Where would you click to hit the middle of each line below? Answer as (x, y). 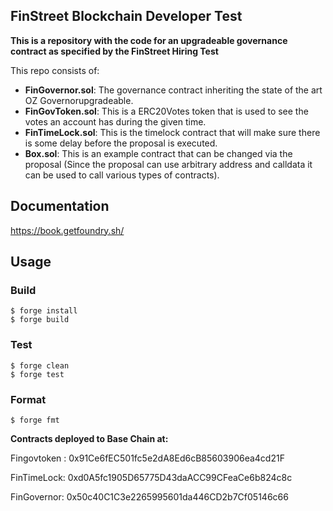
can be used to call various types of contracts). (122, 175)
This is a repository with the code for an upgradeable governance (149, 40)
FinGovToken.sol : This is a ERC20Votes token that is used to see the (166, 111)
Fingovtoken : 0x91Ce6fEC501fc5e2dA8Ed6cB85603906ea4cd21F (147, 458)
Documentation (60, 206)
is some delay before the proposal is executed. (121, 143)
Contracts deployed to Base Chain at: (89, 438)
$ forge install (44, 311)
